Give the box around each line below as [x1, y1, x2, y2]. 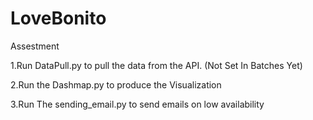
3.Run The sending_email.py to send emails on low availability [10, 98, 265, 110]
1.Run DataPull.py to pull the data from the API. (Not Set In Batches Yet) [10, 59, 303, 71]
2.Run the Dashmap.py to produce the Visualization [10, 78, 222, 91]
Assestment [10, 40, 60, 52]
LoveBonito [10, 7, 107, 30]
